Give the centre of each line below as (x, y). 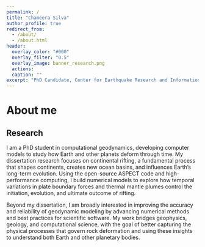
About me (32, 110)
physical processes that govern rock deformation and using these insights (99, 231)
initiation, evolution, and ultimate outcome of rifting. (71, 193)
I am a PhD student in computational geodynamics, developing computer (98, 148)
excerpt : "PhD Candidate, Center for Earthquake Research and (87, 80)
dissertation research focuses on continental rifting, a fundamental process (101, 161)
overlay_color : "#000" (41, 52)
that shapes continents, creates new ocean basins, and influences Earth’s (99, 167)
